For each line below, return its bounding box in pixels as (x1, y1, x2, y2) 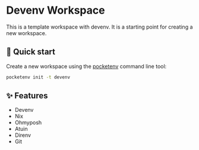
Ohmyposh (14, 119, 42, 126)
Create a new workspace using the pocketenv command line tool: (6, 62, 167, 70)
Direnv (14, 132, 31, 139)
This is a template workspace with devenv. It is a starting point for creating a (6, 23, 193, 30)
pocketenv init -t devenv (6, 74, 70, 80)
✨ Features (6, 90, 48, 101)
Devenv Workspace (6, 4, 105, 17)
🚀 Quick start (6, 47, 55, 57)
